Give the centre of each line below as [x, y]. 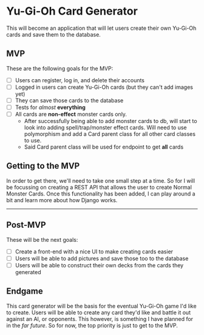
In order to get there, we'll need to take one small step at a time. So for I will [101, 180]
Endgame [25, 291]
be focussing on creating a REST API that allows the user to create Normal [99, 187]
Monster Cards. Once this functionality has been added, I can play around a [101, 194]
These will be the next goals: [42, 239]
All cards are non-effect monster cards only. [71, 114]
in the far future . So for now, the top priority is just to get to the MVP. [92, 325]
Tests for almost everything [50, 107]
